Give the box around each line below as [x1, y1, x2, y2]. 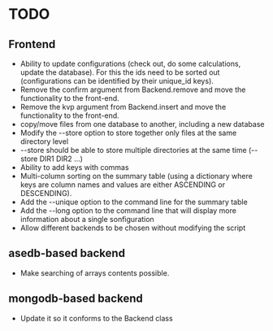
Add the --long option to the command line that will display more [19, 206, 237, 216]
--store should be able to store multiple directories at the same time [19, 146, 247, 155]
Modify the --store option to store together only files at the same [19, 128, 237, 137]
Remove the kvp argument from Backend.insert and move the [19, 102, 227, 111]
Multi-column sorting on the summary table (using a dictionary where [19, 172, 253, 181]
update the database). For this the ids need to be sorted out [19, 68, 220, 77]
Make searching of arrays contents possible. [19, 268, 170, 277]
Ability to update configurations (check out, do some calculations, [19, 59, 241, 68]
